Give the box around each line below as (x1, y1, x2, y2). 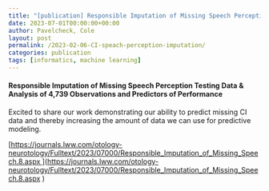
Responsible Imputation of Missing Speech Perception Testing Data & (8, 81, 244, 90)
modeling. (8, 125, 42, 134)
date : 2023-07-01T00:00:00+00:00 (8, 19, 120, 27)
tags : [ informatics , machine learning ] (8, 57, 142, 65)
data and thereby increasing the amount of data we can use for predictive (8, 116, 251, 125)
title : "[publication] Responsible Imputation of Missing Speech (8, 11, 231, 20)
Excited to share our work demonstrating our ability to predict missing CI (8, 107, 247, 117)
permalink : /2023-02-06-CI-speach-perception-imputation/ (8, 42, 206, 50)
